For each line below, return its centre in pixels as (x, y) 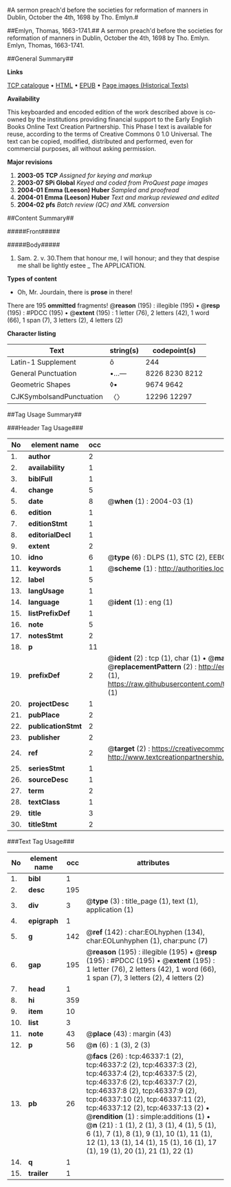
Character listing (32, 333)
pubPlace (44, 715)
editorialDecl (49, 535)
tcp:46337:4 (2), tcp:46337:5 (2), (142, 1073)
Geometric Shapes (41, 384)
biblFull (41, 479)
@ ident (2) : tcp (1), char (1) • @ (161, 658)
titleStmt (43, 824)
